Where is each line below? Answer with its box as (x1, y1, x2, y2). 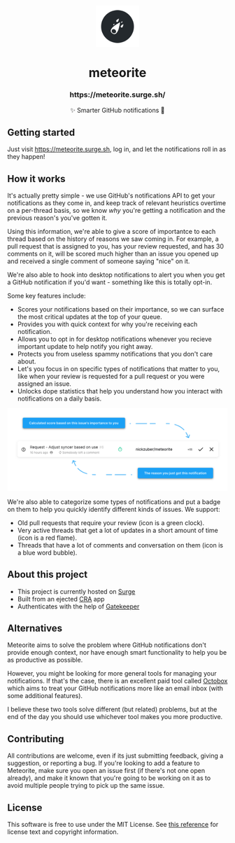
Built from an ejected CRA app (17, 594, 105, 603)
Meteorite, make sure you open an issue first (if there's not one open (7, 767, 205, 775)
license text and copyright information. (7, 828, 119, 836)
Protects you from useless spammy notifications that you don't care (17, 350, 213, 358)
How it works (7, 173, 66, 185)
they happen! (7, 153, 45, 161)
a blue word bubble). (17, 548, 78, 557)
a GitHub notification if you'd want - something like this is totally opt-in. (7, 278, 213, 286)
